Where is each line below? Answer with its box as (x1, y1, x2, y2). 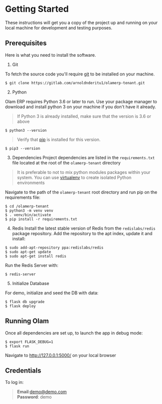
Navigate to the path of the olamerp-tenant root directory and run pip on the (5, 189, 158, 195)
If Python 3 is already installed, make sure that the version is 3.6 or (17, 113, 151, 119)
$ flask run (5, 344, 29, 349)
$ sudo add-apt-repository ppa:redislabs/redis (5, 245, 104, 250)
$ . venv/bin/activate (5, 212, 51, 217)
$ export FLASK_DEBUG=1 (5, 339, 54, 344)
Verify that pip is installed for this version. (17, 136, 101, 143)
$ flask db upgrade (5, 299, 45, 304)
